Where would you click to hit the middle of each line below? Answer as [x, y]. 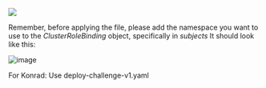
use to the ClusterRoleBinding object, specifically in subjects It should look [131, 36]
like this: [22, 44]
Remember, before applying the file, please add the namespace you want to [133, 27]
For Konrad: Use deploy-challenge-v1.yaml [79, 75]
